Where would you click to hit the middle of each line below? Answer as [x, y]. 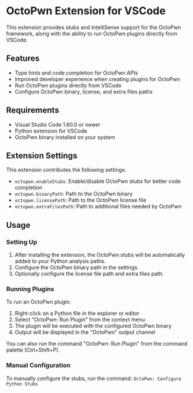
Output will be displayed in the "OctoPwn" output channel [85, 332]
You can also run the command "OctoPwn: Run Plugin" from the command [97, 344]
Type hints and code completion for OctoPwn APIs [76, 73]
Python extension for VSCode [51, 131]
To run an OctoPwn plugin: [38, 302]
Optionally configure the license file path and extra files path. [89, 274]
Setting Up [22, 242]
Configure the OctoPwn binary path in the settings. [77, 268]
